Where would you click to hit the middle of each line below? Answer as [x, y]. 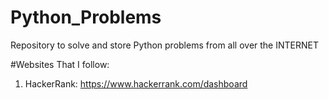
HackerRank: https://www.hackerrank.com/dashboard [136, 83]
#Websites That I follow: [60, 64]
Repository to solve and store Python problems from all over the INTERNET [164, 45]
